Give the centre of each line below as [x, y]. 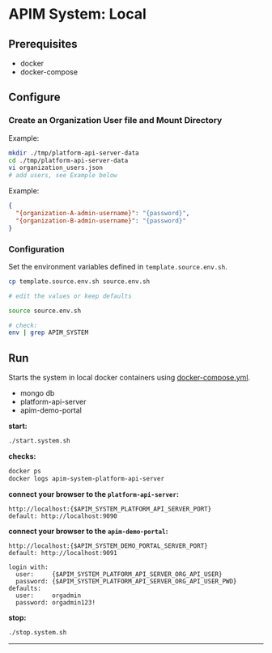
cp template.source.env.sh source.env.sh [79, 281]
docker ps [25, 471]
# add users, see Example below [63, 176]
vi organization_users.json [56, 168]
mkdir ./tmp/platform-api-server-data [74, 153]
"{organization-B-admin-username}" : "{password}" [101, 220]
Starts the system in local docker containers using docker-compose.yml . [130, 378]
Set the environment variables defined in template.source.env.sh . [118, 266]
